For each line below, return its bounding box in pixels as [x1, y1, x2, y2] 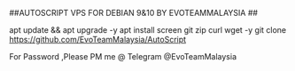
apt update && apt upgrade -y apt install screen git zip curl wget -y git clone [9, 25, 287, 35]
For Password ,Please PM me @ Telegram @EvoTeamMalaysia [9, 51, 237, 61]
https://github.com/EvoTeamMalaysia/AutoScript [9, 35, 187, 44]
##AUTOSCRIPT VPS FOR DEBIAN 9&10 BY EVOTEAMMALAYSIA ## [9, 8, 259, 18]
